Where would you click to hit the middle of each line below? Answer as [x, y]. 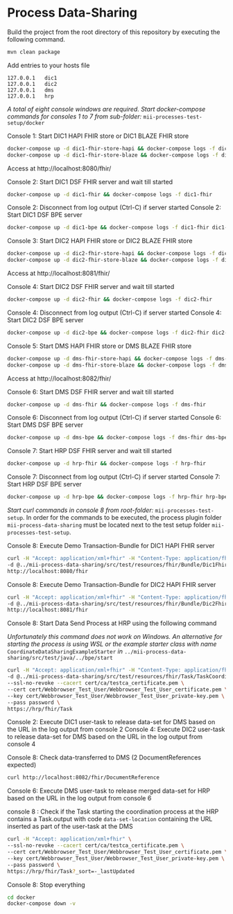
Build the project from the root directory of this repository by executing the [114, 32]
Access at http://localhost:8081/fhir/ [59, 273]
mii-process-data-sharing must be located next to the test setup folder [109, 525]
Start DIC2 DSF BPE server [45, 319]
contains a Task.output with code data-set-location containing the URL [110, 819]
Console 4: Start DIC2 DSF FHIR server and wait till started [91, 287]
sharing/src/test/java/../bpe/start [60, 658]
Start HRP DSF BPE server [44, 484]
